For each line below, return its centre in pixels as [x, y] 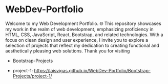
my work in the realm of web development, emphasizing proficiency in [79, 29]
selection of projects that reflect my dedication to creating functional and [82, 45]
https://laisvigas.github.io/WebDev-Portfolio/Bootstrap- [92, 70]
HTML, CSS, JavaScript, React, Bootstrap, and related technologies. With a [84, 35]
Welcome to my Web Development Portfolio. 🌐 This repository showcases [83, 23]
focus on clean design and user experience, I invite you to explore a [77, 40]
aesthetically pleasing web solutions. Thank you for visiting [68, 51]
